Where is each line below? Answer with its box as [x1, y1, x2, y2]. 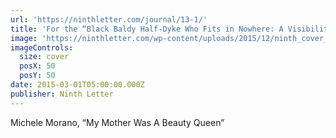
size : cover [19, 52, 70, 62]
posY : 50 [19, 71, 56, 81]
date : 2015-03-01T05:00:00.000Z [10, 80, 145, 90]
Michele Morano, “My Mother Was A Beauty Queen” [10, 116, 225, 128]
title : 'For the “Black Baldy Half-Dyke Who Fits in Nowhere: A [10, 24, 284, 34]
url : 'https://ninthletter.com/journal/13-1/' [10, 14, 208, 25]
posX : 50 [19, 61, 56, 71]
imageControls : [10, 42, 74, 53]
